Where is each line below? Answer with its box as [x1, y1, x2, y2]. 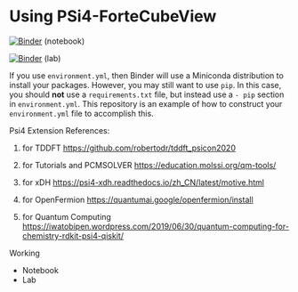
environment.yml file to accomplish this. [9, 108, 154, 118]
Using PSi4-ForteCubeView [9, 6, 217, 27]
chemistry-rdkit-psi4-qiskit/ [21, 230, 125, 241]
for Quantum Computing [21, 211, 111, 222]
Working [9, 247, 40, 258]
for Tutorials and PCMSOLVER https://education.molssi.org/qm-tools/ [21, 159, 277, 170]
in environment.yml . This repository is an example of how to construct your [9, 98, 283, 109]
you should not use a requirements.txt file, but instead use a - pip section [9, 89, 285, 100]
